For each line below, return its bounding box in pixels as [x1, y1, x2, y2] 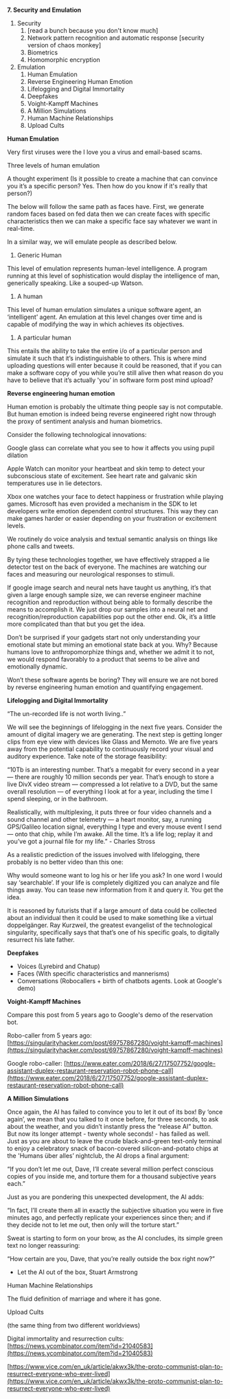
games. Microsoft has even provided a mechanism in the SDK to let [7, 500, 197, 508]
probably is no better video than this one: [7, 858, 124, 866]
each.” [7, 1180, 25, 1187]
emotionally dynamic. [7, 662, 68, 671]
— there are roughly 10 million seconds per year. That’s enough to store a [7, 773, 214, 781]
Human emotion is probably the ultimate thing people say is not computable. [7, 403, 223, 411]
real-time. [7, 225, 35, 232]
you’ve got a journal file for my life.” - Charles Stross [7, 838, 156, 845]
